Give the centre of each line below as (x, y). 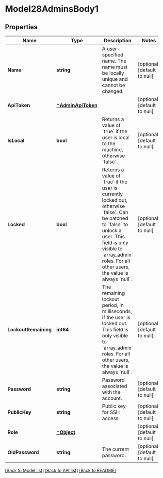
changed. (113, 91)
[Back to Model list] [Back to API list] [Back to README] (61, 470)
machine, (113, 150)
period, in (113, 305)
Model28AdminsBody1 (52, 9)
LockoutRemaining (30, 329)
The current (116, 449)
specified (113, 55)
